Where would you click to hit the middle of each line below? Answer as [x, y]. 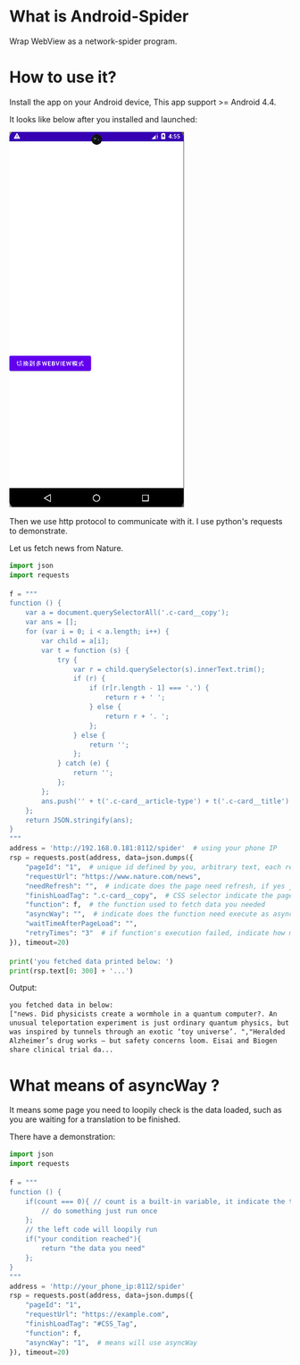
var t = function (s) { [85, 650]
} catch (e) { [83, 764]
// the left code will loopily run [92, 1230]
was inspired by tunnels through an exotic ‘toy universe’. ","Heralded [147, 1032]
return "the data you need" [93, 1249]
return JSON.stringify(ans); [79, 820]
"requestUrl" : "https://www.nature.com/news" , [113, 876]
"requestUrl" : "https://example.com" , [97, 1315]
